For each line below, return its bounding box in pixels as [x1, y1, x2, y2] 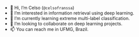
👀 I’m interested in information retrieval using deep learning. [10, 10, 134, 16]
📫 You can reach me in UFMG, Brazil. [10, 26, 89, 32]
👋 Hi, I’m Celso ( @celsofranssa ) [10, 5, 75, 10]
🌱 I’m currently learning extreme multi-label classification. [10, 15, 130, 21]
